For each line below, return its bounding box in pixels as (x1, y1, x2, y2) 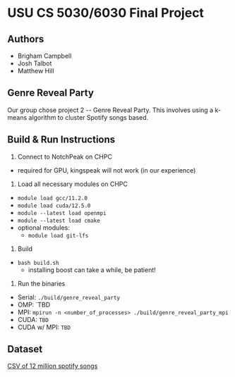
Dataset (7, 343, 43, 355)
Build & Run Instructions (7, 134, 116, 146)
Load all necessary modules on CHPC (17, 180, 128, 188)
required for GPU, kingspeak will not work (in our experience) (17, 166, 196, 174)
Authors (7, 33, 44, 45)
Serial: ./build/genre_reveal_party (17, 292, 121, 301)
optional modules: (17, 223, 71, 232)
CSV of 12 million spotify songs (7, 361, 98, 371)
